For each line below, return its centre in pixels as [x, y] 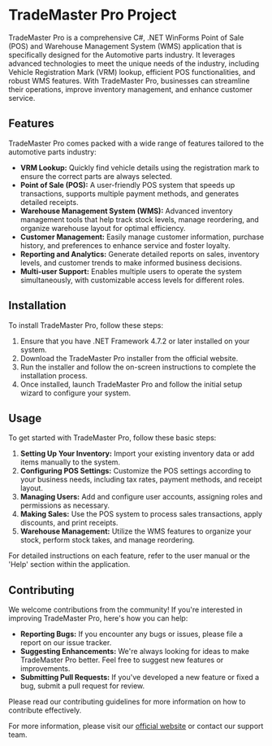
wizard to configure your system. [76, 393]
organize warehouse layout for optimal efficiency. [103, 228]
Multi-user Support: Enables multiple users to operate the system [131, 271]
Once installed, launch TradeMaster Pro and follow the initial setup [131, 384]
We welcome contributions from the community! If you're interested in [125, 610]
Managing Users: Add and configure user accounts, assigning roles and [141, 497]
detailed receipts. [49, 202]
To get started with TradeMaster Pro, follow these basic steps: [112, 438]
